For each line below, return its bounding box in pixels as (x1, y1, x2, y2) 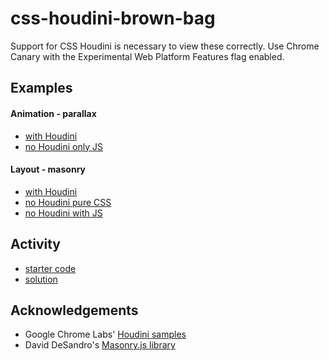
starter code (24, 262, 77, 274)
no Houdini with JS (24, 207, 103, 219)
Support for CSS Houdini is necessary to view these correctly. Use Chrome (10, 40, 320, 52)
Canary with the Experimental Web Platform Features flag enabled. (10, 50, 285, 62)
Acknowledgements (10, 302, 139, 319)
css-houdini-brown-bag (10, 7, 216, 30)
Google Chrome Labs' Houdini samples (24, 328, 187, 341)
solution (24, 273, 58, 285)
